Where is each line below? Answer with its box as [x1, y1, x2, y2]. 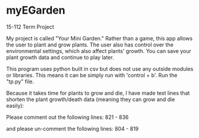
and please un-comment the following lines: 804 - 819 [6, 125, 139, 132]
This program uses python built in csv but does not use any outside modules [6, 65, 194, 72]
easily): [6, 102, 24, 109]
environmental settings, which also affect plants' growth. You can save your [6, 47, 191, 54]
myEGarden [6, 4, 65, 17]
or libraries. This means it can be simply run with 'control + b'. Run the [6, 71, 178, 79]
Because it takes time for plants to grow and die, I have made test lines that [6, 89, 190, 96]
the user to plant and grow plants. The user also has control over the [6, 41, 174, 48]
